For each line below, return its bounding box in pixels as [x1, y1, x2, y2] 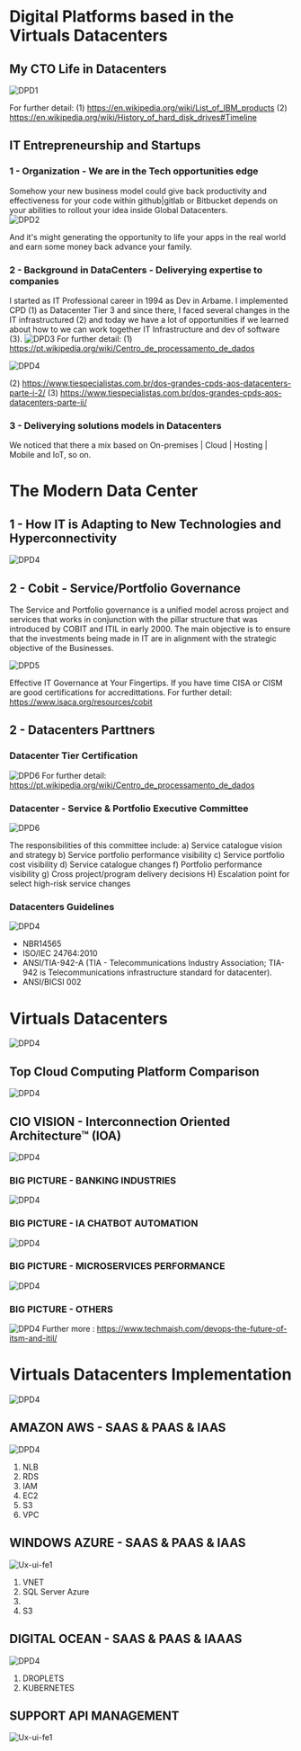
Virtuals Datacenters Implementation [9, 1364, 292, 1385]
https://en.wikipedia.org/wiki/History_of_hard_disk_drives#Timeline [9, 112, 258, 122]
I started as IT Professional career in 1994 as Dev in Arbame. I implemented [9, 295, 288, 306]
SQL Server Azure [22, 1586, 90, 1597]
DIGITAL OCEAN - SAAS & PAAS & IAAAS [9, 1631, 243, 1647]
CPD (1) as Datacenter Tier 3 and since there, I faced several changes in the [9, 304, 290, 316]
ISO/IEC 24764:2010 [22, 948, 98, 959]
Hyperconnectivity [9, 531, 118, 546]
